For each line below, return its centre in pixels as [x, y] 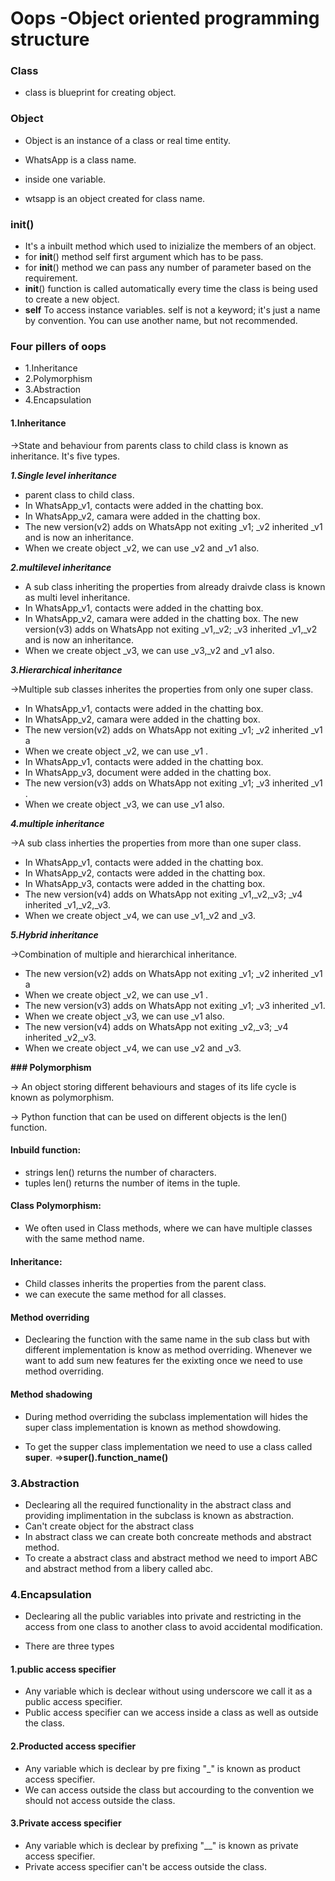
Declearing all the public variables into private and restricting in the [163, 1616]
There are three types [69, 1646]
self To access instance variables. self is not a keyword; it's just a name [172, 310]
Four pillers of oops [58, 346]
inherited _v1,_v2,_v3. [67, 904]
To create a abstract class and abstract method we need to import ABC [171, 1558]
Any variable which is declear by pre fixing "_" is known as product [162, 1768]
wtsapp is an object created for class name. [115, 198]
